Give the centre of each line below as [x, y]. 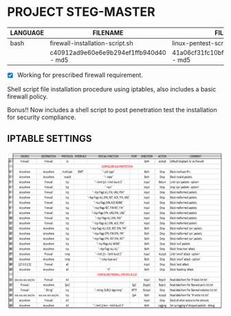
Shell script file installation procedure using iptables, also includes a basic [112, 89]
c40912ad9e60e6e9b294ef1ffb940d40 [108, 52]
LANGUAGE [27, 33]
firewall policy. [27, 96]
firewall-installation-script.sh [91, 43]
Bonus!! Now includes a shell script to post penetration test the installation [112, 109]
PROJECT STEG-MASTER [81, 12]
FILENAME [108, 33]
